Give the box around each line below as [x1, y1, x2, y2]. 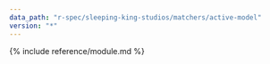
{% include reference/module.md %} [9, 45, 146, 56]
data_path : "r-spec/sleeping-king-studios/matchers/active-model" [9, 12, 262, 22]
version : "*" [9, 21, 58, 30]
